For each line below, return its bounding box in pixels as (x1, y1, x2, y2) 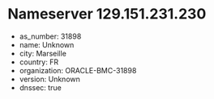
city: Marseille (19, 48, 66, 58)
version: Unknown (19, 74, 80, 84)
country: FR (19, 57, 58, 67)
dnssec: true (19, 82, 62, 93)
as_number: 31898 (19, 31, 82, 41)
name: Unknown (19, 39, 75, 49)
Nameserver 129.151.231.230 (7, 5, 207, 23)
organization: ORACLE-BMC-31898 (19, 65, 137, 75)
